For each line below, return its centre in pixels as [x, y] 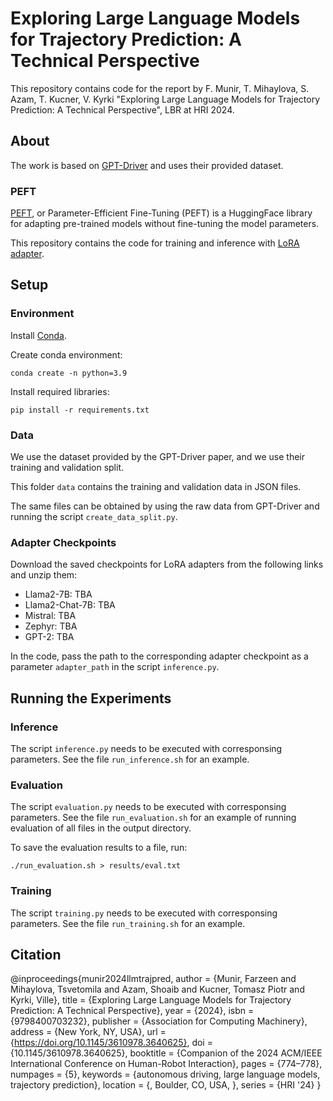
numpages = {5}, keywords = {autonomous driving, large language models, [165, 1074]
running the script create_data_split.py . [94, 517]
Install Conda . [39, 335]
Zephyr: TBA [51, 626]
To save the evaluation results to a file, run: [99, 848]
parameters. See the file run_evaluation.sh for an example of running [153, 818]
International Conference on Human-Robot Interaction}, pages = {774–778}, [166, 1064]
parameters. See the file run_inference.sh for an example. [130, 759]
